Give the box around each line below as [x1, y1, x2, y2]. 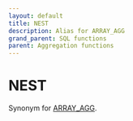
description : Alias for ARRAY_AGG [8, 27, 126, 35]
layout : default [8, 11, 63, 20]
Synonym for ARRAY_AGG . [8, 103, 97, 113]
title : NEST [8, 19, 49, 27]
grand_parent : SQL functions [8, 34, 107, 43]
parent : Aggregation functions [8, 42, 114, 50]
